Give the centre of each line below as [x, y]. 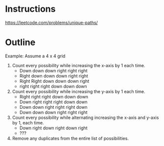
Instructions [30, 9]
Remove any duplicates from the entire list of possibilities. [70, 138]
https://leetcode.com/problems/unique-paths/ [51, 23]
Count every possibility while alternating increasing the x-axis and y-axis [85, 117]
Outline [20, 42]
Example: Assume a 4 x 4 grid [35, 56]
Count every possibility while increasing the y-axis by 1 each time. [79, 91]
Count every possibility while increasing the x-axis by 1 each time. [79, 65]
